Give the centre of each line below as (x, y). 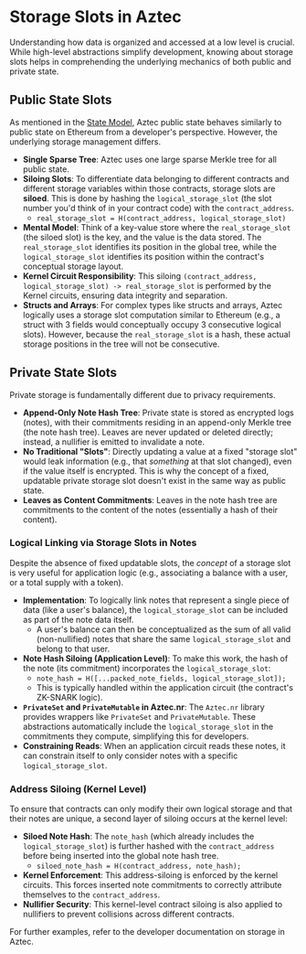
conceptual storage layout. (73, 266)
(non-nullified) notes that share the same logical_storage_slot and (164, 638)
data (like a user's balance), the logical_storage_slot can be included (155, 609)
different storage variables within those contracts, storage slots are (149, 188)
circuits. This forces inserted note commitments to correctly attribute (152, 885)
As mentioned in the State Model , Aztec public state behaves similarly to (146, 122)
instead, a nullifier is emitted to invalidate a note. (114, 442)
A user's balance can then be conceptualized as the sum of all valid (164, 629)
